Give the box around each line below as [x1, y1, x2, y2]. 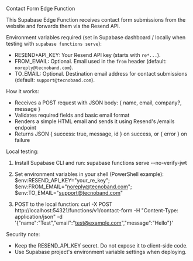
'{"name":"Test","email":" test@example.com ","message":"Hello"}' [14, 219, 174, 226]
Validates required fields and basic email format [14, 111, 130, 118]
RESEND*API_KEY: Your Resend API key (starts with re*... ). [14, 52, 161, 58]
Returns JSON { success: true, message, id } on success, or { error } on [14, 130, 187, 137]
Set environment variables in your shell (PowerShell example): [14, 171, 164, 178]
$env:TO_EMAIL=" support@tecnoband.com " [14, 189, 123, 196]
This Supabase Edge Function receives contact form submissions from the [6, 16, 186, 23]
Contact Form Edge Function [6, 5, 75, 12]
